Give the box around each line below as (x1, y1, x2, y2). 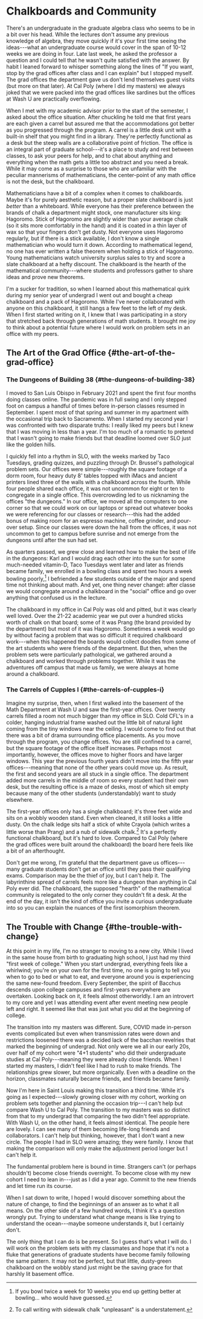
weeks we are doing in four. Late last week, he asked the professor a (6, 50, 177, 57)
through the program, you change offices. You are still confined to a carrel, (6, 738, 192, 745)
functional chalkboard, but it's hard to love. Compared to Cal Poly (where (6, 834, 188, 842)
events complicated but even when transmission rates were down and (6, 1030, 181, 1038)
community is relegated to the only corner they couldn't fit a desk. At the (6, 891, 187, 899)
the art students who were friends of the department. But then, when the (6, 645, 187, 652)
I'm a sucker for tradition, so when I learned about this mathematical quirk (6, 285, 190, 292)
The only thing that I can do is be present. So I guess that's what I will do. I (6, 1238, 192, 1246)
